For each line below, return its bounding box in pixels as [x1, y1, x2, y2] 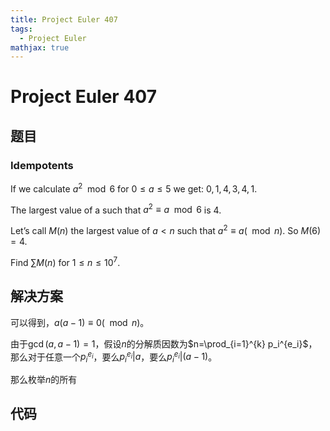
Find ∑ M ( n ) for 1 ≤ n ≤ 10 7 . [10, 255, 121, 268]
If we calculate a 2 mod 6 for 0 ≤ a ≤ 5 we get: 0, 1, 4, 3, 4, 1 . [10, 181, 258, 195]
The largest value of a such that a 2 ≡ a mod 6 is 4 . [10, 202, 222, 216]
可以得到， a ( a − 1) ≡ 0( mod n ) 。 [10, 316, 150, 328]
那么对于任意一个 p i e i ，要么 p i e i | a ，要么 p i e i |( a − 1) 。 [10, 349, 218, 365]
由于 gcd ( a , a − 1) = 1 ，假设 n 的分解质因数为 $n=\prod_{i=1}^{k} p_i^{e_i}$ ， [10, 337, 318, 350]
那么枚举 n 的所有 [10, 374, 78, 386]
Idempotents [10, 158, 74, 172]
